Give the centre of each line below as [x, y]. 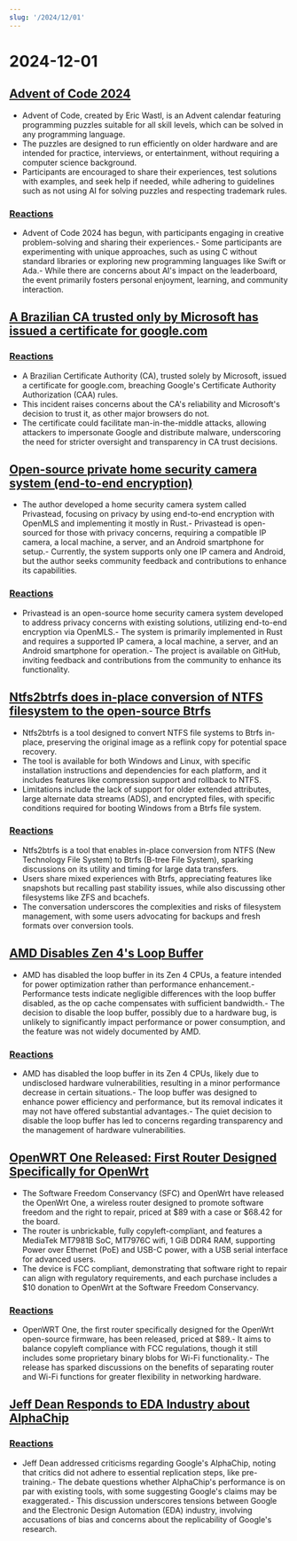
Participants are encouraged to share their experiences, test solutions [149, 172]
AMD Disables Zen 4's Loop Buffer [106, 954]
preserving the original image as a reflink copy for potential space [167, 742]
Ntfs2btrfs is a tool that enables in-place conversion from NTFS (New [148, 850]
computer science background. [79, 162]
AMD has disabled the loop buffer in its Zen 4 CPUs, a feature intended [152, 974]
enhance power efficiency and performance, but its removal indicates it [152, 1101]
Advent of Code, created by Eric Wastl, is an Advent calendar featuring [151, 115]
